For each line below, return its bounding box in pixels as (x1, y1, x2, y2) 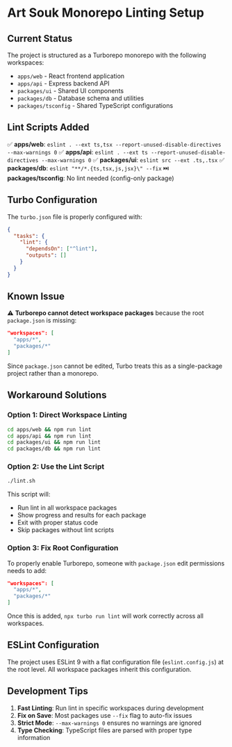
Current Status (7, 33, 73, 45)
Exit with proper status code (17, 518, 99, 527)
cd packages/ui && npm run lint (7, 439, 101, 446)
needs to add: (7, 566, 47, 575)
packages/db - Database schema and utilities (17, 94, 144, 102)
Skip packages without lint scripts (17, 526, 115, 534)
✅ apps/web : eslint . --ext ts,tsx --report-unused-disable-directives (7, 140, 222, 148)
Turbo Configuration (7, 194, 98, 206)
